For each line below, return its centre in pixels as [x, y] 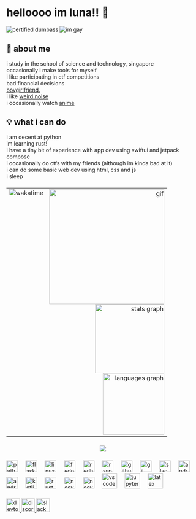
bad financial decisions [36, 83]
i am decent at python [34, 137]
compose [18, 157]
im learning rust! [27, 143]
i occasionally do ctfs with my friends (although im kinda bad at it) [89, 163]
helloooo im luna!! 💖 [58, 13]
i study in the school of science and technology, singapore [80, 63]
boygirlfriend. [24, 90]
